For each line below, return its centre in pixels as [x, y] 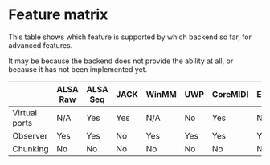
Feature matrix [58, 15]
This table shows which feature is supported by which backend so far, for [130, 37]
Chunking [31, 148]
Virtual [25, 112]
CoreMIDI [230, 94]
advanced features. [41, 45]
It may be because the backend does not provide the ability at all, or [121, 61]
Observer [30, 135]
